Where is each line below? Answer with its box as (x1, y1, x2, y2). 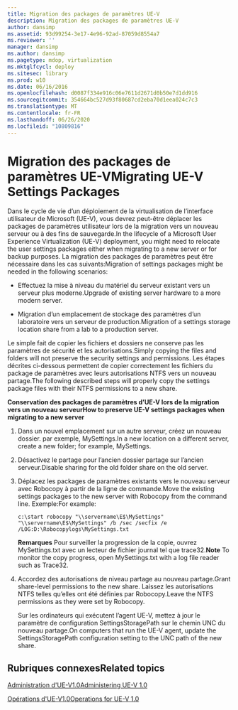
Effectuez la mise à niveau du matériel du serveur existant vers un (17, 281, 210, 290)
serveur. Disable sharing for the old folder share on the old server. (17, 463, 209, 472)
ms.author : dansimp (7, 50, 65, 58)
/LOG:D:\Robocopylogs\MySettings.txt (17, 526, 130, 533)
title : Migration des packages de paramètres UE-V (7, 10, 160, 18)
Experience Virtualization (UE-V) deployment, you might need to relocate (7, 237, 220, 246)
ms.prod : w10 (7, 76, 46, 84)
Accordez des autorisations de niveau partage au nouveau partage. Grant (17, 575, 231, 583)
